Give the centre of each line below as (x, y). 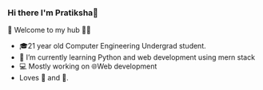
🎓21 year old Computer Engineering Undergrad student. (113, 46)
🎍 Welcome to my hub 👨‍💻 (49, 30)
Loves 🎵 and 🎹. (44, 78)
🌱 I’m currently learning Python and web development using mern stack (137, 57)
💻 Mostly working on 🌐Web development (88, 66)
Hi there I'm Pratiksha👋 (53, 13)
